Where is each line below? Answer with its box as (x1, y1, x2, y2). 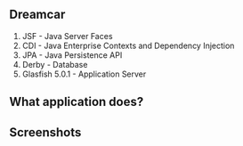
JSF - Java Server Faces (21, 30, 113, 41)
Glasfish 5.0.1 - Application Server (21, 69, 147, 79)
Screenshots (9, 125, 82, 140)
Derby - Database (21, 59, 88, 69)
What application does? (9, 94, 144, 109)
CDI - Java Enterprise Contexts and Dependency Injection (21, 40, 235, 51)
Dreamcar (9, 7, 66, 22)
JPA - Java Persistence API (21, 49, 123, 61)
